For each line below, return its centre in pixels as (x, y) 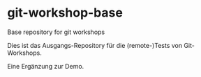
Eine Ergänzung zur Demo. (46, 66)
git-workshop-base (65, 13)
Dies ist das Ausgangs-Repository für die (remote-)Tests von (95, 45)
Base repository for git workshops (56, 32)
